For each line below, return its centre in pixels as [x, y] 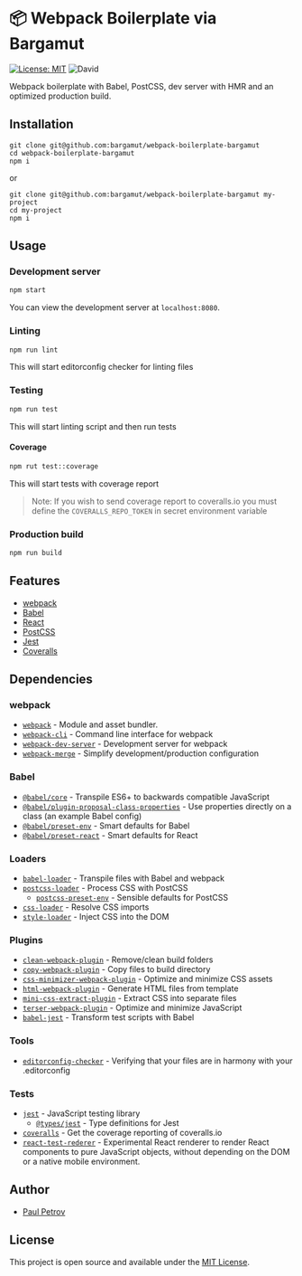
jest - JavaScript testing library [81, 1113]
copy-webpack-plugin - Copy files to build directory [116, 969]
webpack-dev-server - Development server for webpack [125, 744]
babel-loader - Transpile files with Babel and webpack [124, 878]
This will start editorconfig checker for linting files [101, 367]
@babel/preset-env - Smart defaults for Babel [106, 826]
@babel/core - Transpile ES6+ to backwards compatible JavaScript [146, 797]
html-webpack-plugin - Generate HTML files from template [130, 988]
